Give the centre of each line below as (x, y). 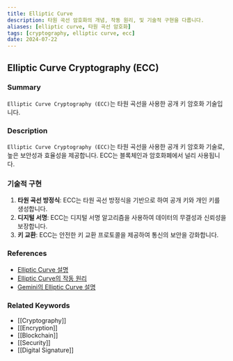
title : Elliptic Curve (40, 14)
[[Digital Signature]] (46, 350)
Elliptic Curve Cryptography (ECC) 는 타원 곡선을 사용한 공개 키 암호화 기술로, (116, 147)
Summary (24, 88)
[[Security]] (34, 343)
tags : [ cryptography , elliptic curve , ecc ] (71, 33)
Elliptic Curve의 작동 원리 (52, 278)
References (27, 253)
